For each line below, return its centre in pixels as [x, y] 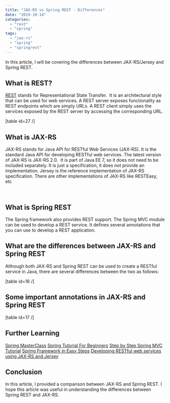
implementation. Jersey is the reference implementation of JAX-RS [75, 171]
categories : [18, 19]
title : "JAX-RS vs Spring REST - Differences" [55, 10]
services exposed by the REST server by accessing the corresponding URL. [84, 111]
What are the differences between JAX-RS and [80, 246]
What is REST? [29, 83]
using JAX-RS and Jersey [32, 356]
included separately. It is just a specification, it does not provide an [75, 165]
